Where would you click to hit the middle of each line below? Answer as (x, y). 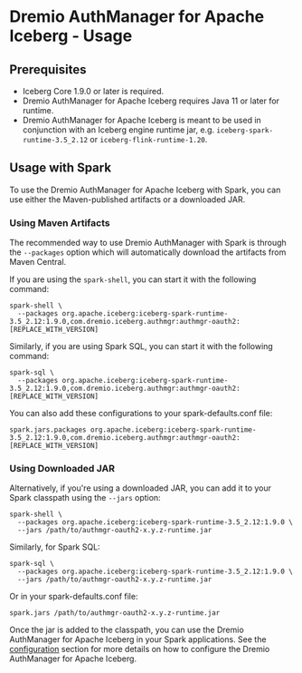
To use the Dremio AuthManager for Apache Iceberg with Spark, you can (145, 190)
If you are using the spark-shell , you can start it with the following (133, 279)
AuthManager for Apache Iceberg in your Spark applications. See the (138, 639)
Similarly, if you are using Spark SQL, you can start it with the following (141, 346)
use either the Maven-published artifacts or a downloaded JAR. (127, 199)
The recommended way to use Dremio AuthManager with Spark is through (148, 243)
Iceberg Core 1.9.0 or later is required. (93, 91)
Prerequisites (48, 69)
